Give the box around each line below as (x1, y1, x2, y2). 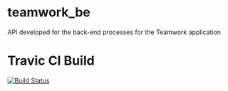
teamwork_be (7, 4, 91, 21)
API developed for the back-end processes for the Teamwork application (7, 28, 222, 36)
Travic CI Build (7, 53, 95, 69)
